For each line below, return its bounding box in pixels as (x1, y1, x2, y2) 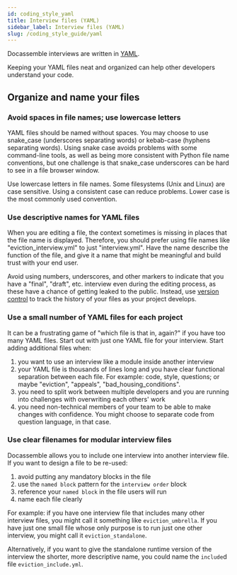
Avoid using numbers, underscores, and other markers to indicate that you (7, 272, 224, 281)
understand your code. (7, 71, 74, 79)
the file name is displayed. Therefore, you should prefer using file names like (7, 236, 230, 245)
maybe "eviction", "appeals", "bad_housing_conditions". (17, 380, 181, 388)
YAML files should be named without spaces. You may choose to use (7, 128, 209, 137)
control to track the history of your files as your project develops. (7, 295, 197, 303)
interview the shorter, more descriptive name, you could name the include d (7, 552, 228, 561)
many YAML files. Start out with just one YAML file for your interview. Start (7, 336, 224, 344)
